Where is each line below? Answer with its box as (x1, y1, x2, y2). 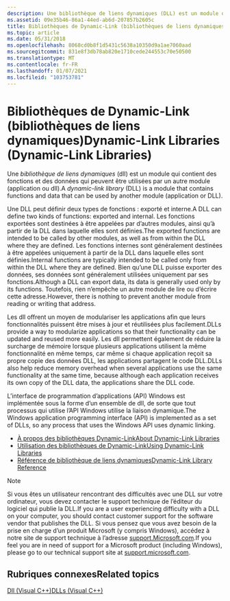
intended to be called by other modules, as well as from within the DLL (7, 234, 206, 242)
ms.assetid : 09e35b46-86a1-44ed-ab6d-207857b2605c (7, 16, 155, 23)
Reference (16, 464, 47, 472)
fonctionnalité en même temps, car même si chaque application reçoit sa (7, 349, 212, 357)
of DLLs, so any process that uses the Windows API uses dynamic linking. (7, 421, 216, 429)
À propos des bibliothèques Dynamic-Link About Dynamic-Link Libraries (16, 434, 220, 443)
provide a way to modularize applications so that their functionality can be (7, 327, 216, 336)
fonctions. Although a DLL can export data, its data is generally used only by (7, 278, 221, 286)
